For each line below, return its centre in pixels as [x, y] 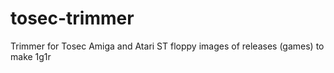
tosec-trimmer [72, 18]
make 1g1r [31, 56]
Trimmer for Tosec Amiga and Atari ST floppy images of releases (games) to [167, 46]
